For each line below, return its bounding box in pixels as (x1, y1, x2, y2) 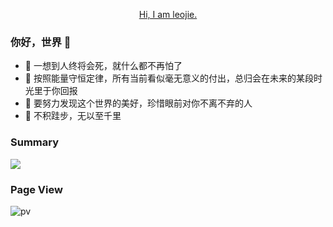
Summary (10, 135, 60, 149)
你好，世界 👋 (10, 35, 72, 49)
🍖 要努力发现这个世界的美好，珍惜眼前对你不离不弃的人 (24, 97, 253, 109)
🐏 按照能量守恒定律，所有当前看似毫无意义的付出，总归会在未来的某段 (24, 72, 314, 84)
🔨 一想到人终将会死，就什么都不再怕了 (24, 60, 183, 72)
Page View (10, 182, 63, 196)
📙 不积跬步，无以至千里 (24, 110, 122, 122)
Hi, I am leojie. (138, 9, 198, 20)
